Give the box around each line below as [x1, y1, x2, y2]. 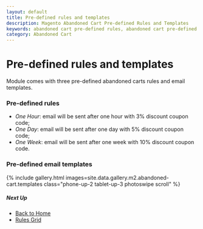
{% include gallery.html [6, 174, 65, 181]
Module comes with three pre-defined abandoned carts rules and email [6, 78, 185, 85]
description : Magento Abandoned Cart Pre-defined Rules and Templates [6, 20, 189, 26]
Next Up [6, 194, 27, 202]
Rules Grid [15, 216, 41, 223]
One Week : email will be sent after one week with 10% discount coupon [15, 139, 194, 146]
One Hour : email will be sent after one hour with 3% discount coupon [15, 113, 188, 120]
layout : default [6, 8, 47, 15]
